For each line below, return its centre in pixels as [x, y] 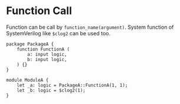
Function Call [39, 11]
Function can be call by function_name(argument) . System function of [90, 27]
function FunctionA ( [43, 49]
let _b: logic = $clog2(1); [51, 90]
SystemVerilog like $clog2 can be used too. [58, 33]
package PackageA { [30, 44]
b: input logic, [47, 59]
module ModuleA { [27, 80]
